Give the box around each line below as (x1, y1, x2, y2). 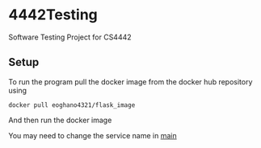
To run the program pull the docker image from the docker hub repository (8, 76, 253, 86)
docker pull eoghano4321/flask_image (8, 101, 136, 109)
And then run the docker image (8, 115, 112, 125)
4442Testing (8, 6, 99, 24)
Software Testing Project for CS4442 (8, 32, 132, 42)
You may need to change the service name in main (8, 130, 177, 140)
